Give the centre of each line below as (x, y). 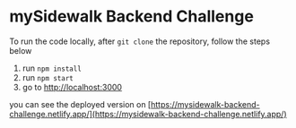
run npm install (52, 68)
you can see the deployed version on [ (80, 104)
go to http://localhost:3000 (72, 87)
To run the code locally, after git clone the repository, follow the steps (140, 41)
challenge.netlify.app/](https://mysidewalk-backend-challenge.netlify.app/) (148, 114)
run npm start (48, 77)
